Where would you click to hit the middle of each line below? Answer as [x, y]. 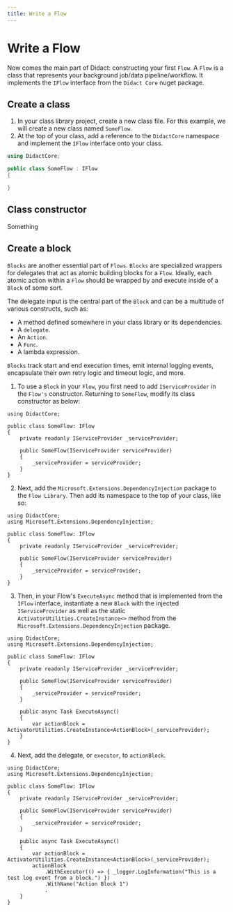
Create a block [39, 249]
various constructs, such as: [48, 309]
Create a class [39, 104]
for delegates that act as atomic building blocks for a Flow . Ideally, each [110, 272]
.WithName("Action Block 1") [87, 884]
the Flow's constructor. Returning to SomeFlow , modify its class [106, 394]
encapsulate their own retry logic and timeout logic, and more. [96, 373]
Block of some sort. [35, 288]
